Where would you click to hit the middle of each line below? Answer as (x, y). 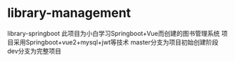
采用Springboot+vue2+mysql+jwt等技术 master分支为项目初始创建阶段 (116, 42)
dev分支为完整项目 (34, 51)
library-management (69, 13)
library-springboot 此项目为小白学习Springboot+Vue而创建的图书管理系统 (114, 33)
